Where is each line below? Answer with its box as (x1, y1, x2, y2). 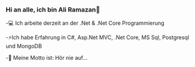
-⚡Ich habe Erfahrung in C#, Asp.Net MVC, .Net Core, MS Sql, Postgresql (5, 34, 190, 41)
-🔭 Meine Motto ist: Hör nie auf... (5, 54, 88, 62)
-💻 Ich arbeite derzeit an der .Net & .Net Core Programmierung (5, 19, 165, 27)
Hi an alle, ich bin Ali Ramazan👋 (5, 5, 101, 14)
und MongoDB (5, 42, 42, 50)
